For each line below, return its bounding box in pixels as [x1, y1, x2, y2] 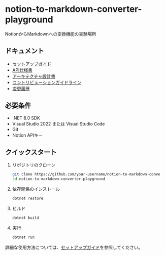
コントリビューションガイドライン [12, 79, 82, 85]
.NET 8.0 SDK [12, 115, 40, 121]
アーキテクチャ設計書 [12, 73, 56, 79]
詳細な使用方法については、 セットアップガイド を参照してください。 [5, 244, 143, 250]
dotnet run [12, 235, 35, 240]
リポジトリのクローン [12, 162, 56, 168]
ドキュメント [5, 47, 44, 55]
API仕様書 [12, 67, 33, 73]
